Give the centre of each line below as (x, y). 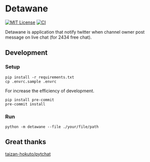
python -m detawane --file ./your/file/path (52, 127)
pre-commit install (25, 104)
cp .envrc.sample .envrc (31, 81)
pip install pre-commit (30, 100)
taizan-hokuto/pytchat (28, 154)
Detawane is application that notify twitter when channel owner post (75, 32)
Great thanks (26, 142)
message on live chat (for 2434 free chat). (48, 37)
